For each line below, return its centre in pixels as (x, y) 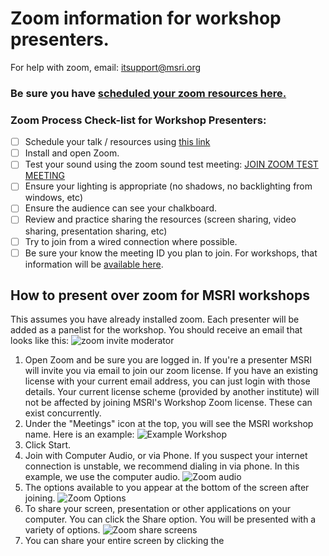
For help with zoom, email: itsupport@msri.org (106, 67)
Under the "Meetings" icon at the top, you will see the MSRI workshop (169, 424)
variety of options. (62, 530)
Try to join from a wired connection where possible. (131, 241)
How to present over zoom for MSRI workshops (160, 295)
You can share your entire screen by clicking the (124, 541)
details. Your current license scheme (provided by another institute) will (172, 392)
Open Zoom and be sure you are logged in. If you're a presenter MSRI (168, 360)
